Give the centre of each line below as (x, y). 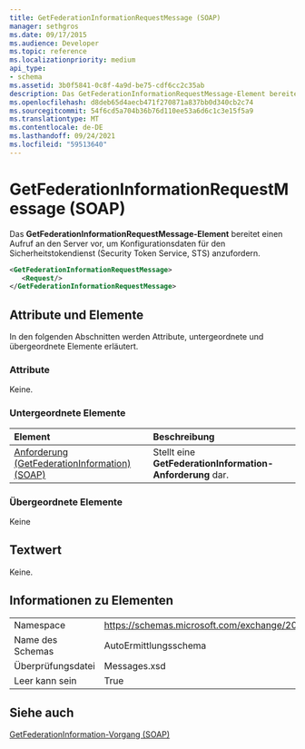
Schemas (34, 651)
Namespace (40, 625)
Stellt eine (174, 452)
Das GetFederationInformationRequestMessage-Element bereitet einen (146, 233)
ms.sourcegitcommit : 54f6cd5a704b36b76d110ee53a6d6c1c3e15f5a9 (132, 111)
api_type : (28, 69)
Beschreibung (184, 437)
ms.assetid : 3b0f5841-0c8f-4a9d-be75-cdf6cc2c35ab (107, 85)
